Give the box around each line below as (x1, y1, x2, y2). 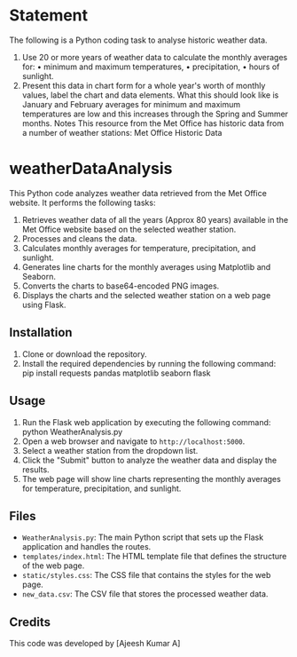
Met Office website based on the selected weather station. (21, 224, 237, 234)
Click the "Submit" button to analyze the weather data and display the (21, 455, 277, 465)
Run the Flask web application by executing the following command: (21, 416, 271, 427)
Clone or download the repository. (21, 348, 148, 360)
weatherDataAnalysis (9, 159, 173, 178)
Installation (9, 325, 73, 340)
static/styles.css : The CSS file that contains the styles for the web (21, 570, 271, 581)
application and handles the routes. (21, 542, 152, 552)
